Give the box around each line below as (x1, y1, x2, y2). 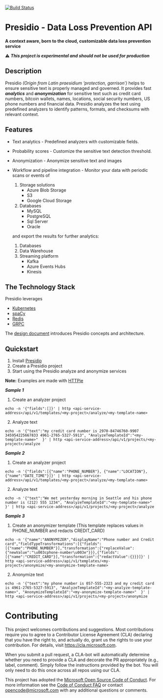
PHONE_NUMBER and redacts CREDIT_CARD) (12, 528, 105, 534)
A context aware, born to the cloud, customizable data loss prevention (5, 38, 151, 44)
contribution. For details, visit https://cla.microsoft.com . (5, 642, 117, 648)
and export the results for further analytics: (12, 233, 99, 239)
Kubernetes (12, 305, 36, 311)
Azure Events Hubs (26, 263, 66, 269)
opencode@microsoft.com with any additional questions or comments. (5, 687, 148, 693)
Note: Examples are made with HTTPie (5, 378, 84, 384)
